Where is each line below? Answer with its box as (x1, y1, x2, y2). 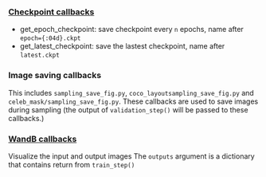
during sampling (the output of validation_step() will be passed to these (8, 104, 248, 114)
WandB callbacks (8, 133, 77, 144)
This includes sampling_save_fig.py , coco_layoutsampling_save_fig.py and (8, 88, 255, 97)
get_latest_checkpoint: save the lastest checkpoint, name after (19, 41, 225, 51)
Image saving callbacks (8, 70, 102, 81)
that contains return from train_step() (8, 159, 135, 169)
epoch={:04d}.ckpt (19, 34, 81, 42)
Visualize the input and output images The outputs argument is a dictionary (8, 151, 255, 161)
